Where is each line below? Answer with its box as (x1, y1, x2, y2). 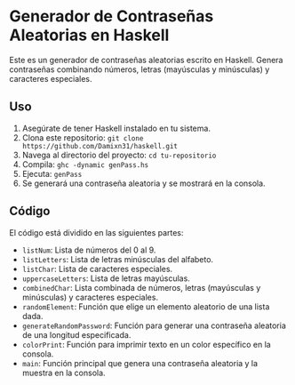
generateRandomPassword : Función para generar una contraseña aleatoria (21, 320, 287, 331)
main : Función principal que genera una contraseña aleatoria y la (21, 357, 259, 368)
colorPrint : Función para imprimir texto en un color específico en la (21, 339, 271, 349)
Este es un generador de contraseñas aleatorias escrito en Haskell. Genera (9, 54, 283, 65)
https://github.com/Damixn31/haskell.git (21, 141, 178, 150)
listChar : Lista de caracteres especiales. (21, 263, 173, 274)
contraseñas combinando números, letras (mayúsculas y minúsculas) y (9, 64, 270, 75)
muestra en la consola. (21, 367, 106, 378)
